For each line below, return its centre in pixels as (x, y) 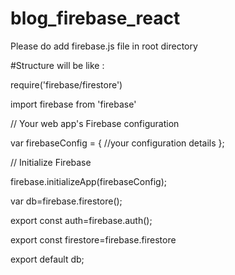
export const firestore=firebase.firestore (93, 239)
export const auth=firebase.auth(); (81, 220)
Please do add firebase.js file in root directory (104, 46)
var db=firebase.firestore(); (66, 201)
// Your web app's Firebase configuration (95, 123)
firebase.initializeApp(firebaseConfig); (88, 181)
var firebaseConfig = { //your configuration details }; (117, 143)
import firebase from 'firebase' (73, 104)
